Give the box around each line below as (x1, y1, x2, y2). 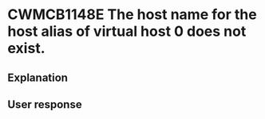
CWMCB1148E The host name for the (7, 6, 257, 24)
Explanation (7, 71, 69, 84)
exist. (7, 40, 45, 57)
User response (7, 98, 82, 111)
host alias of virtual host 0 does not (7, 22, 247, 40)
